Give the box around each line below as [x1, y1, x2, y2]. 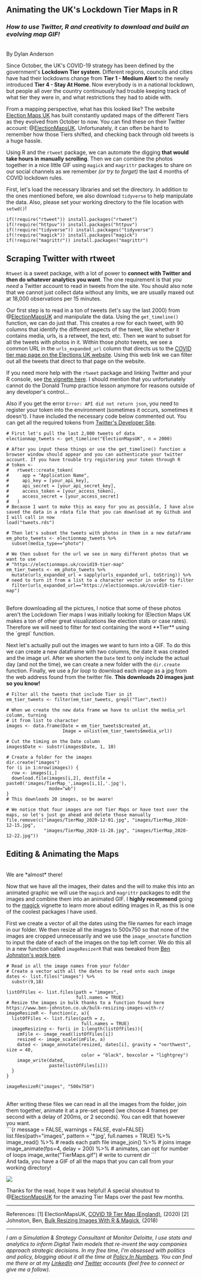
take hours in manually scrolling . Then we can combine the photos [6, 155, 173, 162]
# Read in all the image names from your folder [6, 963, 130, 969]
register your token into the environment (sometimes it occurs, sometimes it [6, 406, 193, 413]
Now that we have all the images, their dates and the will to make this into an [6, 883, 195, 890]
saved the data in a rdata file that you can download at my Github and [6, 509, 191, 515]
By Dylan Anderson [6, 50, 54, 57]
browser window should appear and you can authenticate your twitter [6, 451, 184, 457]
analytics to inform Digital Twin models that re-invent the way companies [6, 1241, 187, 1248]
